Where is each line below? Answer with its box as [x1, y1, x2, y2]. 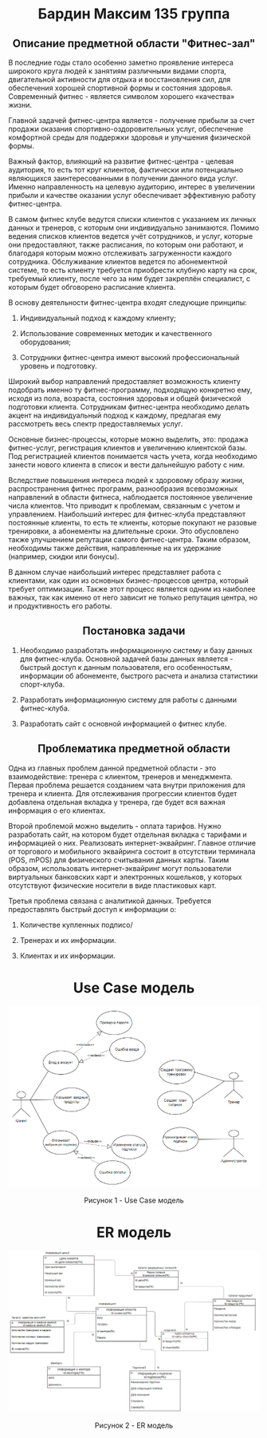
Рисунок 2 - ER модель [94, 1420, 174, 1430]
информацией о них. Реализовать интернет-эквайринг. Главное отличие [8, 838, 257, 847]
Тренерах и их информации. [19, 935, 117, 945]
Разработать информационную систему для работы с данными [19, 695, 238, 704]
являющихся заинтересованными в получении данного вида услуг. [8, 173, 238, 183]
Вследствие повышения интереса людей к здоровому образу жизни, [8, 476, 245, 485]
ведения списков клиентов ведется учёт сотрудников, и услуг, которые [8, 232, 253, 240]
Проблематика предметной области [37, 742, 231, 755]
